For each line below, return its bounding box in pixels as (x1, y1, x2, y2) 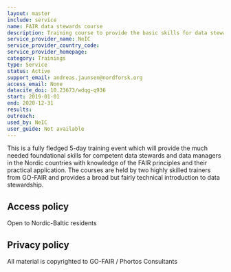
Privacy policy (7, 239, 70, 251)
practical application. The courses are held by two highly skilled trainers (7, 166, 211, 174)
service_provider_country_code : (7, 42, 100, 49)
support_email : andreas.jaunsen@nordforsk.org (7, 74, 143, 81)
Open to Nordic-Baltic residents (7, 219, 98, 227)
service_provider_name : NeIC (7, 36, 91, 43)
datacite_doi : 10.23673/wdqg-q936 (7, 87, 107, 94)
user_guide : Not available (7, 125, 85, 132)
